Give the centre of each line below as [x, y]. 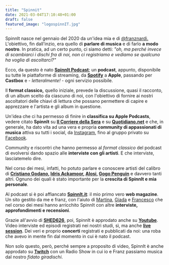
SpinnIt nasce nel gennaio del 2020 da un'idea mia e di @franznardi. [77, 39]
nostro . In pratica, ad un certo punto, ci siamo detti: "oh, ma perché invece [83, 49]
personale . [17, 184]
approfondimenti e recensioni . [38, 210]
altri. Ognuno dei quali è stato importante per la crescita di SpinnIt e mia [81, 179]
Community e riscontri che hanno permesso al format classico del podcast [83, 148]
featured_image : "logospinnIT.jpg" [43, 24]
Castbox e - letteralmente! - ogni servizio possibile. [59, 81]
